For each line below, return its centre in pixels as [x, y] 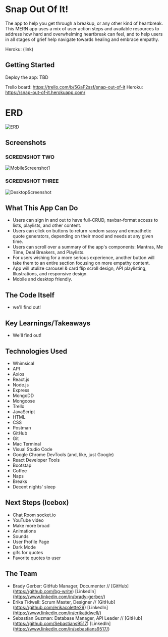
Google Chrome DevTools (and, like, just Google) [63, 454]
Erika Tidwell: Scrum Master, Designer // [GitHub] [64, 602]
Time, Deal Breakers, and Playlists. [48, 252]
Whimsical [23, 363]
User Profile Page [31, 542]
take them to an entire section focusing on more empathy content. [81, 263]
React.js [21, 379]
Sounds [20, 536]
